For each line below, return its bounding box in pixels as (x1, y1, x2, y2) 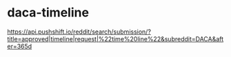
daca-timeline (7, 5, 90, 21)
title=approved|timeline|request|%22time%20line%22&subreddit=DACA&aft (7, 34, 224, 43)
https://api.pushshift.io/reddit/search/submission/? (7, 27, 152, 36)
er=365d (7, 42, 32, 50)
